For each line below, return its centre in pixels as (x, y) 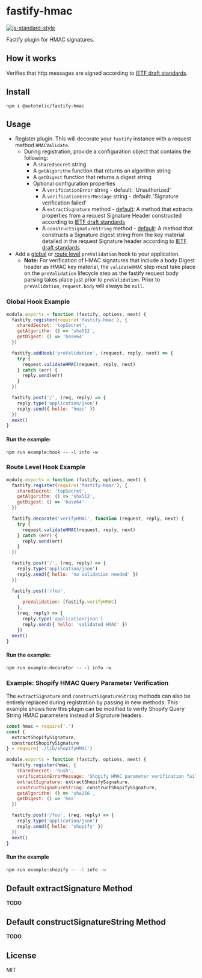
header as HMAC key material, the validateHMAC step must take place (110, 267)
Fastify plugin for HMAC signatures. (50, 39)
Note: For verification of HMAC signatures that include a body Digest (109, 260)
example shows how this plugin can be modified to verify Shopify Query (96, 708)
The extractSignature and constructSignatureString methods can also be (98, 696)
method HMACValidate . (42, 145)
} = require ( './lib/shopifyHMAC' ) (50, 749)
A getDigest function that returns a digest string (92, 177)
